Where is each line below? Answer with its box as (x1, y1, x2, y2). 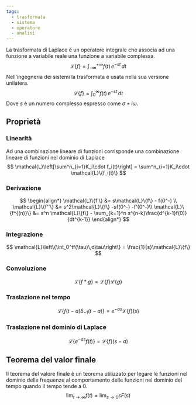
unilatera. (6, 79, 29, 86)
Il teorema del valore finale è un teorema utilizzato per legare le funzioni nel (6, 371, 188, 378)
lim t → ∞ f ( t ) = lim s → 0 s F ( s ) (66, 392, 131, 400)
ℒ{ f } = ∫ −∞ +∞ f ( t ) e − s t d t (70, 62, 127, 71)
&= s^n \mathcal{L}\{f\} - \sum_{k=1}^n (32, 210, 127, 217)
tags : (6, 8, 19, 15)
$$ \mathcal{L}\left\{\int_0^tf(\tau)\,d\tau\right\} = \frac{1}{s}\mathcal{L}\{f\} (6, 244, 191, 251)
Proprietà (6, 117, 41, 127)
